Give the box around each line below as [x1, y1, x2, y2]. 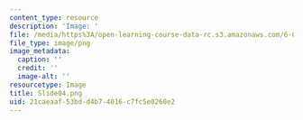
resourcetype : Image [9, 80, 87, 89]
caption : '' [17, 55, 63, 64]
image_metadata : [9, 47, 70, 56]
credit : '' [17, 64, 59, 73]
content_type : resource [9, 13, 99, 23]
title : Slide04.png [9, 88, 83, 97]
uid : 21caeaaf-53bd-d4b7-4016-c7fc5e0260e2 [9, 97, 176, 106]
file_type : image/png [9, 38, 91, 48]
